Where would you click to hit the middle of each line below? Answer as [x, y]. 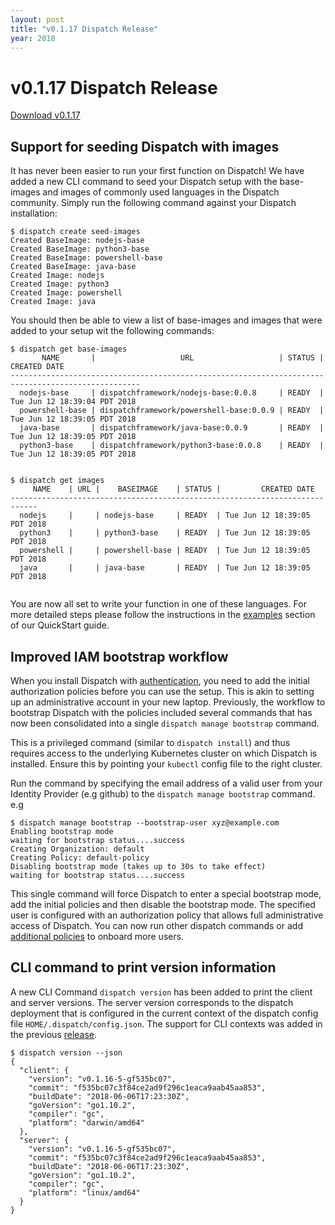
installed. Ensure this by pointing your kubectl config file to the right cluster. [166, 763]
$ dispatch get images [57, 481]
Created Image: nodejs [57, 276]
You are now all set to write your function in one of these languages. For [158, 604]
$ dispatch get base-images [69, 349]
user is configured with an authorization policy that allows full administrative [167, 915]
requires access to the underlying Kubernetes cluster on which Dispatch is [164, 753]
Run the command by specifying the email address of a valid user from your [166, 783]
